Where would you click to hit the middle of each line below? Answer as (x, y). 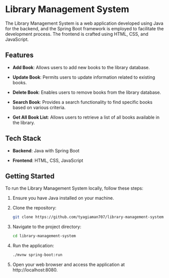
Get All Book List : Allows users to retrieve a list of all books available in (86, 117)
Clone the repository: (34, 208)
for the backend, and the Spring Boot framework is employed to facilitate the (84, 28)
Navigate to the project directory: (47, 227)
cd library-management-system (44, 236)
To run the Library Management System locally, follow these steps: (74, 188)
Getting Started (30, 176)
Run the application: (33, 246)
